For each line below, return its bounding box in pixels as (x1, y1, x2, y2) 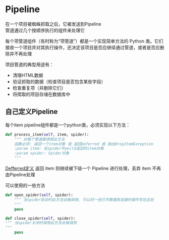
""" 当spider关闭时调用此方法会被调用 (5, 220, 77, 226)
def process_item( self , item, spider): (5, 132, 89, 137)
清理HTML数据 (12, 72, 43, 78)
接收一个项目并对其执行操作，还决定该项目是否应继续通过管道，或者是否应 (5, 44, 160, 50)
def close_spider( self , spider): (5, 216, 76, 221)
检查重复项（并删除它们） (12, 85, 66, 91)
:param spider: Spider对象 (14, 151, 70, 156)
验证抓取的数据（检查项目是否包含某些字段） (12, 78, 106, 85)
